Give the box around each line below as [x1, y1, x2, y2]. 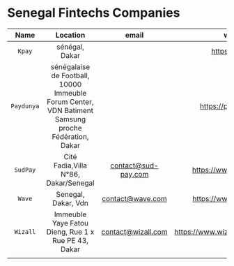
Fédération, [52, 131, 89, 141]
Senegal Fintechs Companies [7, 5, 180, 21]
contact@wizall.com [101, 227, 168, 237]
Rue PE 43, [52, 235, 89, 245]
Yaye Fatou [52, 218, 89, 228]
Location [55, 30, 86, 40]
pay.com [120, 169, 149, 179]
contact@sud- [110, 161, 159, 170]
